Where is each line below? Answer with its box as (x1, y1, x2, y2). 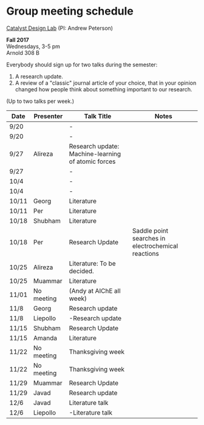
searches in (132, 234, 166, 242)
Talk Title (84, 111, 112, 120)
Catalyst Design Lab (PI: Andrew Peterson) (6, 24, 114, 32)
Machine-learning (69, 149, 121, 158)
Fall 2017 (6, 36, 29, 43)
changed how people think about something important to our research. (15, 85, 192, 93)
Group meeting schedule (6, 4, 134, 18)
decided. (69, 267, 94, 275)
